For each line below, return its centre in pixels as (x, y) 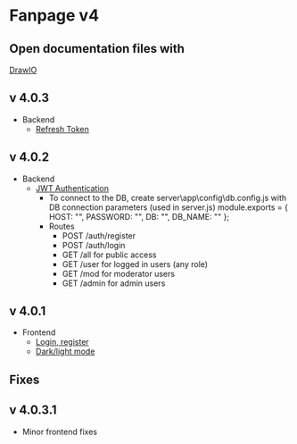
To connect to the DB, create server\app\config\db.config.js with (168, 197)
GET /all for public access (109, 255)
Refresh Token (62, 129)
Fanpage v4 (54, 16)
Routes (62, 226)
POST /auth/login (94, 245)
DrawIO (23, 70)
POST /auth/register (99, 235)
